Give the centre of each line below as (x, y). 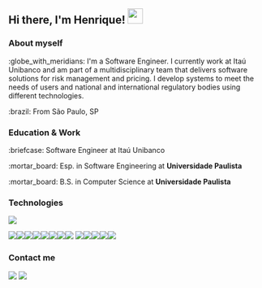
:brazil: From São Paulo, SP (54, 111)
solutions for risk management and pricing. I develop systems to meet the (131, 78)
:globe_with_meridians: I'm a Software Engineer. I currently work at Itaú (127, 61)
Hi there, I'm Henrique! (67, 20)
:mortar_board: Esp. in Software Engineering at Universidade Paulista (125, 166)
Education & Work (45, 133)
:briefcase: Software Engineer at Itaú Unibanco (87, 150)
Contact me (32, 258)
